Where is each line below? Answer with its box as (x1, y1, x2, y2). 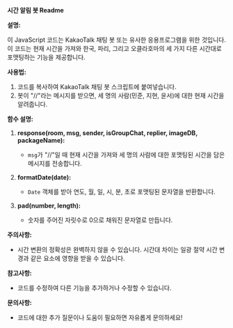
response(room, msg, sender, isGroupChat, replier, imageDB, (17, 129, 198, 137)
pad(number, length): (17, 201, 81, 210)
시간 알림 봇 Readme (7, 6, 64, 14)
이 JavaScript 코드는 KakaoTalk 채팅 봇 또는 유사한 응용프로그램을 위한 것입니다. (7, 36, 226, 44)
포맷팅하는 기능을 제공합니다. (7, 53, 86, 61)
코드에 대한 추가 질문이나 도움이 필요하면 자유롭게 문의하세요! (17, 313, 183, 322)
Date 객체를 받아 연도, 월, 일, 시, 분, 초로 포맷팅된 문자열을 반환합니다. (27, 187, 216, 196)
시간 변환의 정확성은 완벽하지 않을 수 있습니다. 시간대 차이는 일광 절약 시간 (17, 246, 218, 253)
